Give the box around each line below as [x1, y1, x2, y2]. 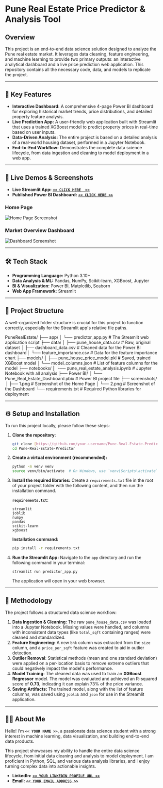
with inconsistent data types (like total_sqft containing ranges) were [12, 629, 151, 635]
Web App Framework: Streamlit [12, 288, 76, 294]
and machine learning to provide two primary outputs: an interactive [5, 56, 141, 62]
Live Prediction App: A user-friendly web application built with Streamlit [12, 119, 157, 124]
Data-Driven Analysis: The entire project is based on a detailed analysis [12, 134, 157, 140]
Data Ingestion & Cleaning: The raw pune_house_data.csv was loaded [12, 619, 151, 625]
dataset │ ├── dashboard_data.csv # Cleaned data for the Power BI [5, 344, 141, 350]
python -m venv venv [12, 464, 54, 469]
